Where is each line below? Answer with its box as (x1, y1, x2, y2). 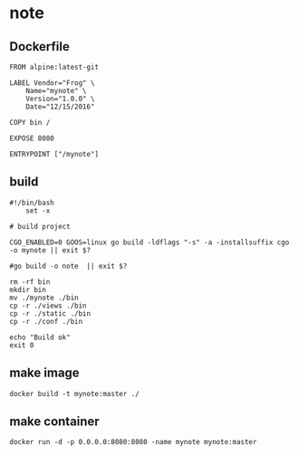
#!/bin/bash (9, 198, 54, 207)
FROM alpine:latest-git (9, 62, 100, 71)
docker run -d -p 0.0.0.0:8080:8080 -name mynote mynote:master (9, 438, 257, 447)
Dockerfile (9, 39, 71, 54)
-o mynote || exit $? (9, 245, 91, 255)
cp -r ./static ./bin (9, 308, 91, 318)
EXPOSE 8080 (9, 134, 54, 143)
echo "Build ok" (9, 333, 71, 342)
